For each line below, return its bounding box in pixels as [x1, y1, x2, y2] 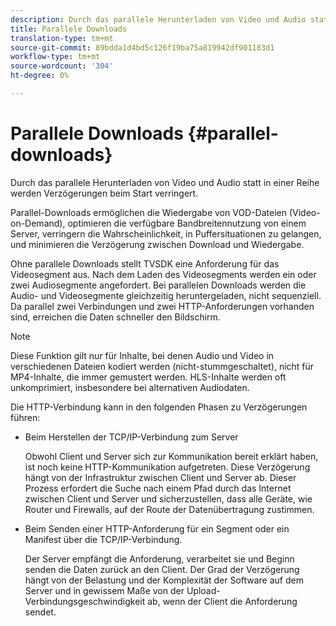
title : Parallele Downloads [10, 24, 128, 34]
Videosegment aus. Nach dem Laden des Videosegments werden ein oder [10, 268, 317, 280]
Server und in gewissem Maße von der [24, 584, 185, 596]
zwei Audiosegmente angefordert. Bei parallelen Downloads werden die [10, 279, 307, 291]
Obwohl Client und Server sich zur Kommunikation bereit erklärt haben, [24, 450, 319, 462]
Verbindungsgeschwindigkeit [24, 595, 146, 607]
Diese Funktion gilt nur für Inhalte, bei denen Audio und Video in [10, 349, 275, 361]
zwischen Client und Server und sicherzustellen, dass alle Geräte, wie [24, 492, 313, 505]
